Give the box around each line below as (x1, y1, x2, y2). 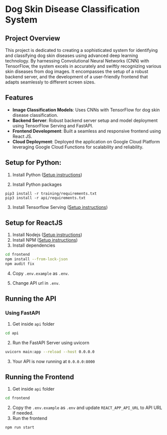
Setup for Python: (5, 158, 61, 167)
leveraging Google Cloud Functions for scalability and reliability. (12, 144, 144, 150)
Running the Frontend (5, 373, 74, 381)
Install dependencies (12, 242, 56, 248)
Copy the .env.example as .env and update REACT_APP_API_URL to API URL (12, 405, 163, 411)
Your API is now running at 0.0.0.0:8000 (12, 358, 95, 364)
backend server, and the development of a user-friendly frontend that (5, 74, 148, 79)
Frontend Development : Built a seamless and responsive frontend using (12, 128, 161, 134)
